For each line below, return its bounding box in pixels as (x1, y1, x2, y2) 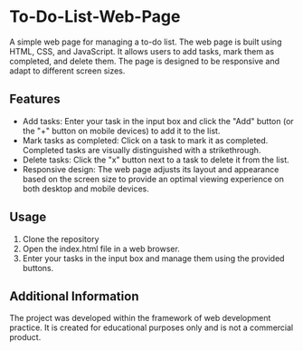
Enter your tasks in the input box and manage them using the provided (22, 252, 285, 264)
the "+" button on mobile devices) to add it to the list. (22, 125, 221, 136)
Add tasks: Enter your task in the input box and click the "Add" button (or (22, 115, 294, 126)
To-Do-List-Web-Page (9, 6, 181, 27)
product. (9, 332, 42, 343)
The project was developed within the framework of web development (9, 313, 271, 324)
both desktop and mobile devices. (22, 183, 149, 194)
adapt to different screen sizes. (9, 65, 126, 76)
